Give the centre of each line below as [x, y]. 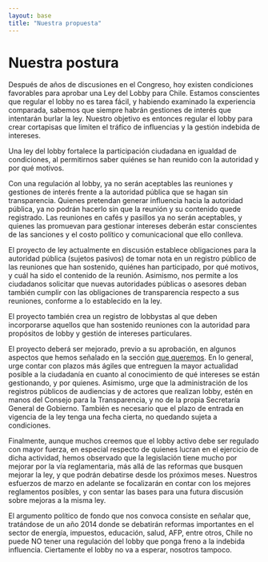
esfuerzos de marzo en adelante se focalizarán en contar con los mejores [130, 484]
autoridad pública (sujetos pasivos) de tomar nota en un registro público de [132, 259]
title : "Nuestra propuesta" [55, 23]
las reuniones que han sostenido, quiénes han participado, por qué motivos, [134, 267]
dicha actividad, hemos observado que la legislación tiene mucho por [123, 458]
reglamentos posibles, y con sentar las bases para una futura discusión [126, 492]
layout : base [30, 16]
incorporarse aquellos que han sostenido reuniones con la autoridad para [129, 325]
